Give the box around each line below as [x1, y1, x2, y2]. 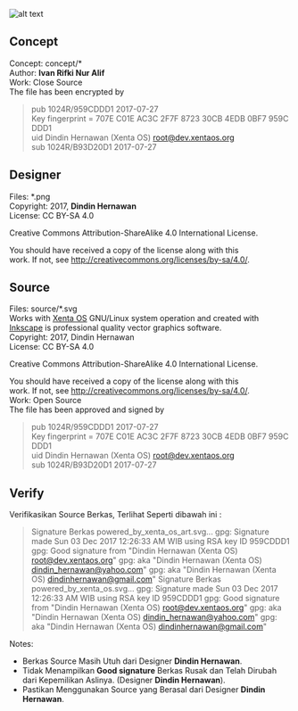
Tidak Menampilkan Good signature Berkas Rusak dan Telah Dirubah [21, 666, 277, 676]
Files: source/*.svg [9, 303, 78, 314]
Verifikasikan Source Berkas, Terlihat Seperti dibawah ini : [9, 509, 222, 520]
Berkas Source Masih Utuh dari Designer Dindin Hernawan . [21, 656, 243, 666]
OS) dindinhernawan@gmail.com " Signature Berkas [30, 574, 221, 584]
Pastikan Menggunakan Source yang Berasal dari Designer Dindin [21, 684, 266, 695]
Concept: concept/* [9, 58, 83, 69]
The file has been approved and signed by [9, 404, 165, 415]
